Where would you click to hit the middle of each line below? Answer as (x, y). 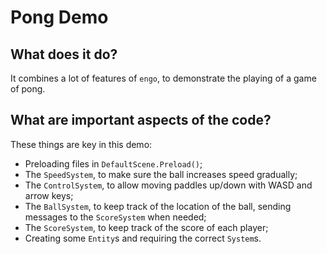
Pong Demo (59, 17)
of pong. (28, 89)
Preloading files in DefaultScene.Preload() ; (113, 163)
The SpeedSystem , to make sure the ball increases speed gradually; (161, 174)
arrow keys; (49, 195)
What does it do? (64, 54)
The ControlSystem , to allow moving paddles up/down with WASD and (168, 185)
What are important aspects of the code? (141, 120)
